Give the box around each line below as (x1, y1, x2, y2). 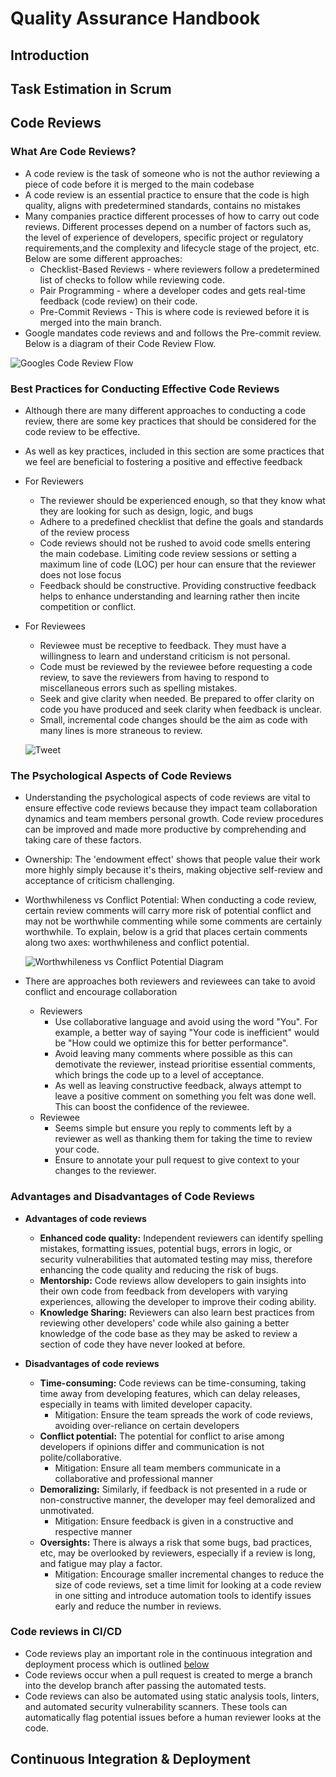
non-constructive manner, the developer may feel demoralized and (39, 1493, 316, 1506)
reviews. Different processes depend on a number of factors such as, (24, 220, 312, 232)
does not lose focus (39, 568, 122, 581)
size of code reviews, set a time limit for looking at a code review (54, 1578, 322, 1591)
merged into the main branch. (39, 316, 162, 328)
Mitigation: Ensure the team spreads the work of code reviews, (54, 1408, 313, 1421)
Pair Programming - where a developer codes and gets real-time (39, 284, 306, 296)
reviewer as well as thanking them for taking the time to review (54, 1133, 313, 1145)
